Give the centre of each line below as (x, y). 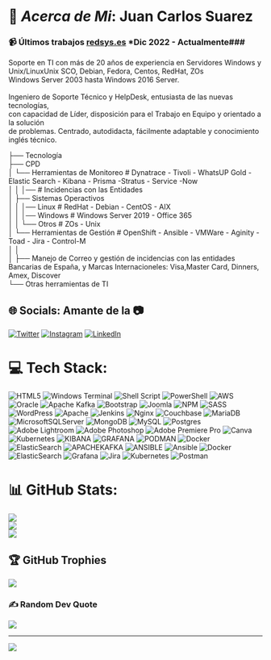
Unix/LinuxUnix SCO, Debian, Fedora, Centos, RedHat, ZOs (106, 71)
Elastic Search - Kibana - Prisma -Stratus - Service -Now (103, 182)
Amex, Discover (35, 276)
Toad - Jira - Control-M (47, 241)
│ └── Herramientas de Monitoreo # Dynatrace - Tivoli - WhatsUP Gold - (130, 173)
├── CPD (24, 164)
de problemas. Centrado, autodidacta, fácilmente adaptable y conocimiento (134, 132)
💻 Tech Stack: (58, 368)
